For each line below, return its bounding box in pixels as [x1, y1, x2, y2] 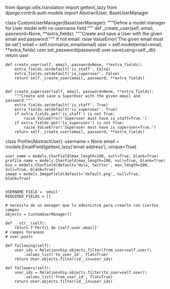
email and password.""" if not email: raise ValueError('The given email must [5, 36, 163, 42]
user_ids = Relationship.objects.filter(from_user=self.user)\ [14, 248, 152, 253]
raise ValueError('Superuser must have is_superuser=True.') [23, 125, 157, 130]
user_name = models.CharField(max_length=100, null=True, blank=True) [5, 153, 159, 159]
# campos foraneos [5, 230, 44, 235]
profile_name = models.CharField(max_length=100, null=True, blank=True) [5, 158, 166, 163]
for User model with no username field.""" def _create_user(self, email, [5, 25, 154, 31]
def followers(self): [5, 265, 52, 271]
